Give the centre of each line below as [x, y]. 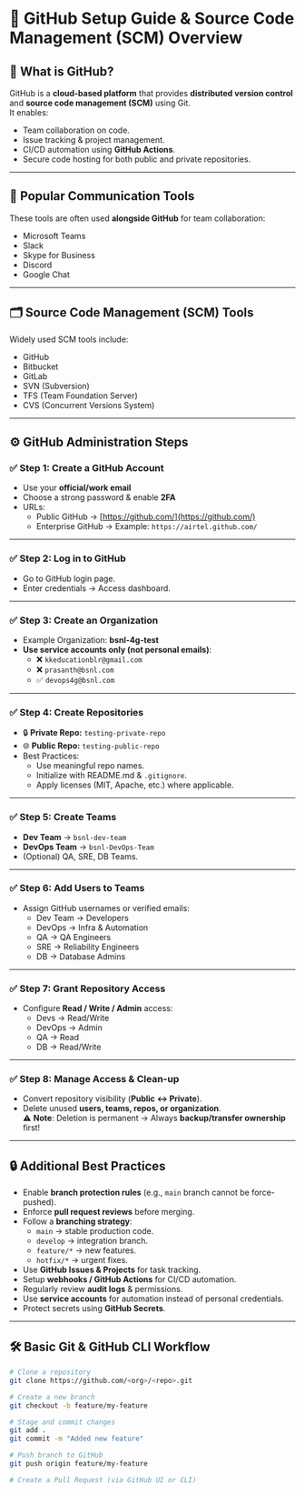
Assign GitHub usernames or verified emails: [106, 907]
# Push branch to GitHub [56, 1455]
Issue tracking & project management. [93, 140]
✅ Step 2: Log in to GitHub [68, 558]
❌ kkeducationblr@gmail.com [89, 659]
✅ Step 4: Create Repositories [76, 712]
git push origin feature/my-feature [79, 1464]
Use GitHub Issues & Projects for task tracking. [112, 1270]
